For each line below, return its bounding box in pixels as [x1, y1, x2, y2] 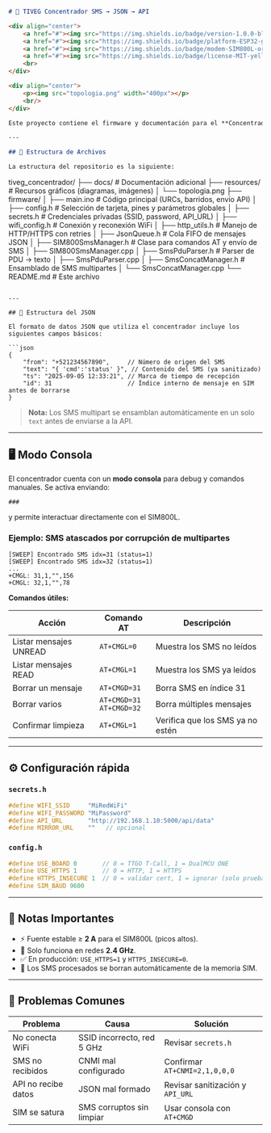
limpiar [77, 1111, 105, 1122]
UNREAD [12, 647, 47, 658]
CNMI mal [77, 1055, 116, 1066]
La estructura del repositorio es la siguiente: [8, 162, 175, 171]
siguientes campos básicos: [8, 330, 103, 338]
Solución [194, 1018, 229, 1030]
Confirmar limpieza [12, 720, 85, 731]
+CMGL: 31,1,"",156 [8, 572, 74, 580]
